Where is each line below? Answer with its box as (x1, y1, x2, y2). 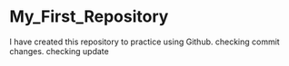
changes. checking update (9, 45, 109, 56)
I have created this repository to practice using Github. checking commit (9, 36, 280, 47)
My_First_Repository (9, 6, 169, 27)
